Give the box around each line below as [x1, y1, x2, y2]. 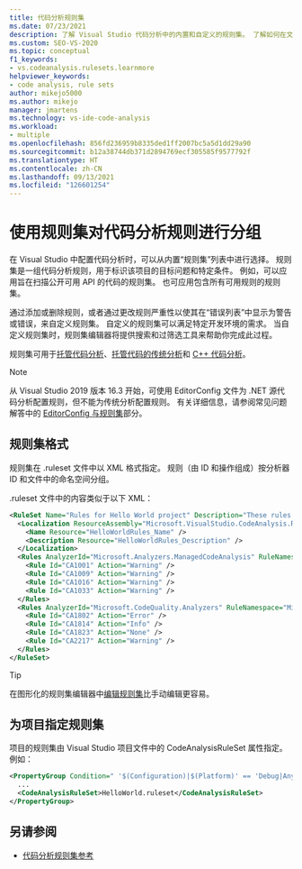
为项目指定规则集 [9, 718, 104, 733]
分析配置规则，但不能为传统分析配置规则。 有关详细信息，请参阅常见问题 [16, 397, 288, 407]
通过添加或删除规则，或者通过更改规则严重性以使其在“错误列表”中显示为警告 [9, 307, 292, 318]
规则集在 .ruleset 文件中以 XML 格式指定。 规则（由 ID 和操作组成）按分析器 [9, 462, 290, 473]
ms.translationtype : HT [9, 155, 99, 165]
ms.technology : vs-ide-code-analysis [9, 114, 151, 123]
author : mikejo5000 [9, 88, 83, 97]
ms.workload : [9, 123, 58, 132]
